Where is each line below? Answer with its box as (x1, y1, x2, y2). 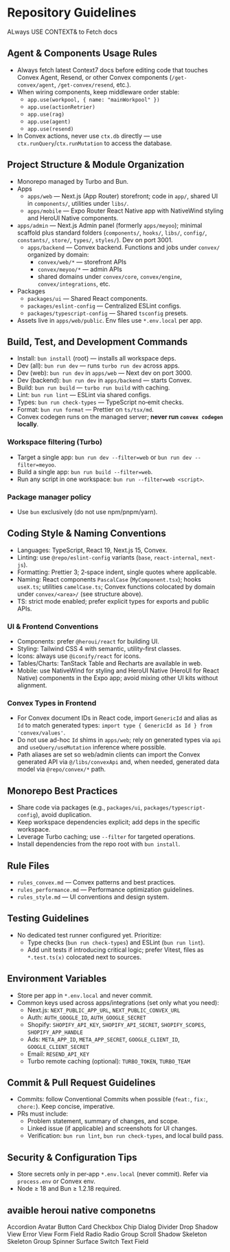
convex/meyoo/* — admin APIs (37, 265, 122, 273)
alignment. (16, 681, 47, 690)
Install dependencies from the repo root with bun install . (16, 840, 181, 848)
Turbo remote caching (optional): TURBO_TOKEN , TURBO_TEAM (27, 1057, 191, 1065)
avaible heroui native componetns (7, 1205, 156, 1216)
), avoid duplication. (35, 811, 92, 819)
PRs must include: (16, 1110, 69, 1118)
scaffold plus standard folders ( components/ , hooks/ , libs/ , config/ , (16, 229, 207, 237)
